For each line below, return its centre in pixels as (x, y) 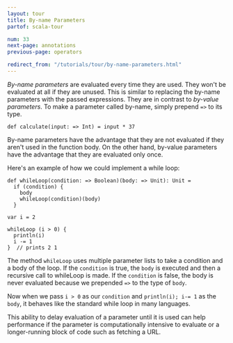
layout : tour (26, 14)
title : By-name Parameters (46, 20)
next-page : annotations (42, 46)
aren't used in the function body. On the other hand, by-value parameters (112, 147)
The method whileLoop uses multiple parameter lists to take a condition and (115, 260)
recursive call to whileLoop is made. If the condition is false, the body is (110, 275)
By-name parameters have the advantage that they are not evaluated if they (116, 139)
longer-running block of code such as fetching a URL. (84, 332)
